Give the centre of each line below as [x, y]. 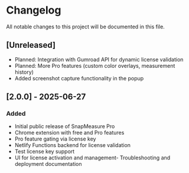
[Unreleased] [31, 45]
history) [24, 72]
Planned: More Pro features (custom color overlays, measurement [95, 66]
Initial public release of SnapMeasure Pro [65, 126]
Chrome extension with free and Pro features [69, 133]
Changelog [34, 10]
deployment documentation [48, 164]
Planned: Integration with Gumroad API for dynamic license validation [99, 59]
